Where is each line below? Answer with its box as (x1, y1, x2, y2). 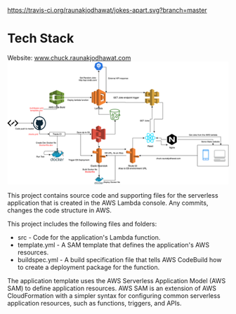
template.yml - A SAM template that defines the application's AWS (17, 240, 209, 249)
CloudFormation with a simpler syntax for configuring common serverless (7, 291, 221, 300)
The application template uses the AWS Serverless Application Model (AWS (7, 276, 226, 285)
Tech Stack (7, 31, 74, 46)
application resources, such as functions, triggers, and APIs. (7, 299, 182, 307)
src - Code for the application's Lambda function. (17, 233, 161, 241)
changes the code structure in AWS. (7, 206, 112, 214)
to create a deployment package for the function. (17, 263, 160, 271)
